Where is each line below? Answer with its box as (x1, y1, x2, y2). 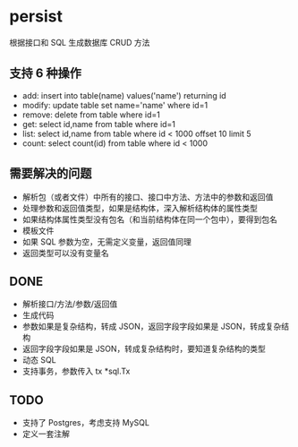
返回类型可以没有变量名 (21, 247, 109, 258)
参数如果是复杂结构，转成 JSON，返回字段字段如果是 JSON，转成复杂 (21, 321, 282, 332)
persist (9, 6, 63, 27)
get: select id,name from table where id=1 (21, 118, 176, 129)
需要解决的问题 (9, 166, 92, 181)
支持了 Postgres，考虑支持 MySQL (21, 417, 150, 428)
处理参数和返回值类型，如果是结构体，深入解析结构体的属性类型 (21, 202, 258, 213)
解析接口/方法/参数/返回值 (21, 298, 118, 310)
